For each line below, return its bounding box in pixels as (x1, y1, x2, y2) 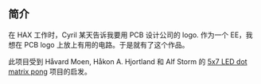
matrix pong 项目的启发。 (8, 67, 92, 76)
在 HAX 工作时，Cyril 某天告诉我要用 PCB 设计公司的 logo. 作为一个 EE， (8, 30, 247, 40)
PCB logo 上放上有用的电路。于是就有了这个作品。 (23, 40, 189, 49)
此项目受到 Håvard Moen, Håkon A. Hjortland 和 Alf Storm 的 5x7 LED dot (8, 56, 248, 66)
